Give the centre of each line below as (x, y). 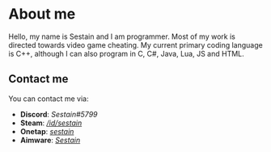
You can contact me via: (49, 99)
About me (42, 14)
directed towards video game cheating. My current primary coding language (135, 44)
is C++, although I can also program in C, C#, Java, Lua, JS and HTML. (126, 53)
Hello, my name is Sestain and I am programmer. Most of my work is (122, 36)
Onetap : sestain (47, 131)
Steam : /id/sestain (51, 123)
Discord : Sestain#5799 (59, 114)
